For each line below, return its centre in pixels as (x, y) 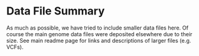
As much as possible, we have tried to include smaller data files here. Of (97, 28)
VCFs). (15, 47)
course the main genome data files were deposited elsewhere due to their (99, 34)
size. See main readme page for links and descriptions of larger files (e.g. (99, 40)
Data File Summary (56, 11)
